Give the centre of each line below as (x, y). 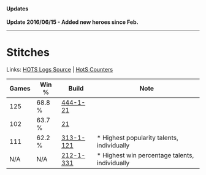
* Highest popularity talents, (138, 138)
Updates (17, 9)
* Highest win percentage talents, (146, 155)
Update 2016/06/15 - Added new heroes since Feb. (73, 22)
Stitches (28, 53)
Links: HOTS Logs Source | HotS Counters (60, 70)
